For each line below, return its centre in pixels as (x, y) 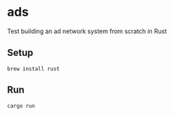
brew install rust (33, 69)
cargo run (21, 106)
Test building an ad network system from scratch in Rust (87, 31)
